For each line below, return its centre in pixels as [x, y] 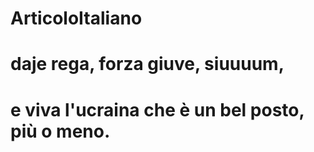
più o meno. [60, 131]
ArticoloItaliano [76, 18]
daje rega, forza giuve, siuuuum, [147, 64]
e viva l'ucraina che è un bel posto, [157, 109]
